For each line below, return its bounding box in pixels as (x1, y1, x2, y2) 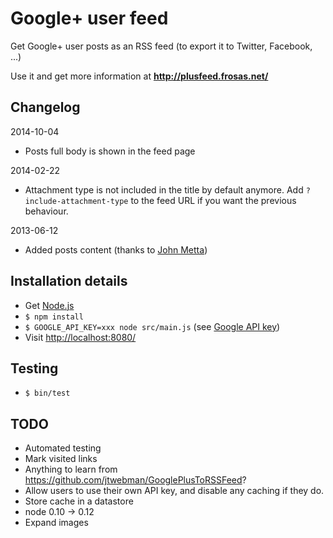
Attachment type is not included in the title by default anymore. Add (24, 183, 304, 196)
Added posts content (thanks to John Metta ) (24, 243, 208, 256)
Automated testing (24, 442, 102, 454)
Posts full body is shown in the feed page (24, 145, 196, 157)
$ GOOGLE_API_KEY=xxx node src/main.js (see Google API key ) (24, 320, 281, 332)
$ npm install (24, 312, 84, 322)
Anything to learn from (24, 463, 118, 476)
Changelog (10, 99, 81, 116)
